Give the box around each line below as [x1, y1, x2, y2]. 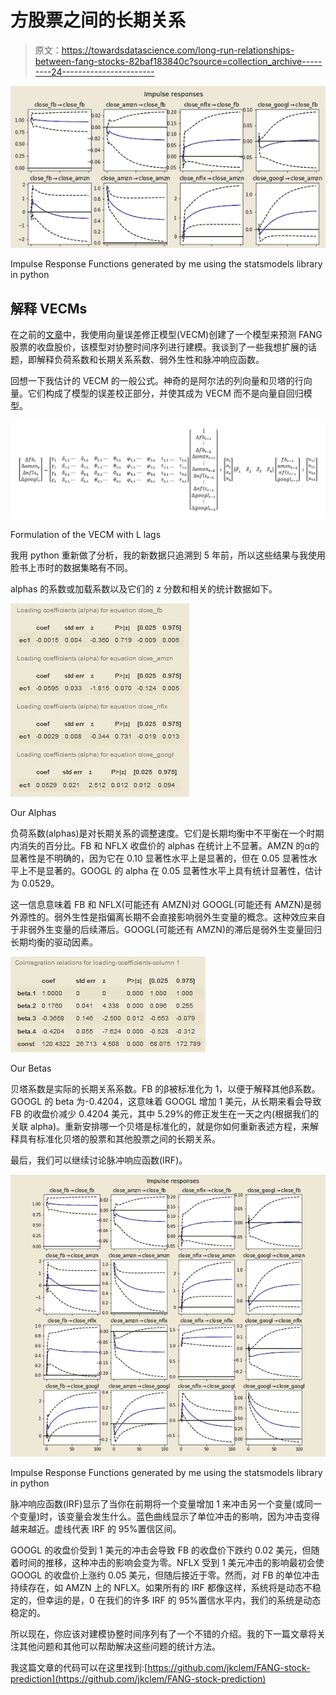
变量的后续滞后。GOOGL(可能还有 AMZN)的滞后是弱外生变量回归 [53, 923, 323, 935]
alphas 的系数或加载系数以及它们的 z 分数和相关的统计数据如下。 [10, 582, 278, 595]
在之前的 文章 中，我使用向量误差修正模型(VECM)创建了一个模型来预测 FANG [10, 328, 323, 340]
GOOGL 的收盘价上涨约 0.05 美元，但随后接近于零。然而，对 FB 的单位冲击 [10, 1569, 320, 1581]
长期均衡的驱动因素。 [10, 936, 98, 948]
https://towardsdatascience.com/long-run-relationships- [61, 44, 295, 56]
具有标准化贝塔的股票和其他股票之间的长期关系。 [18, 1132, 221, 1145]
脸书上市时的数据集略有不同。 [10, 561, 133, 573]
